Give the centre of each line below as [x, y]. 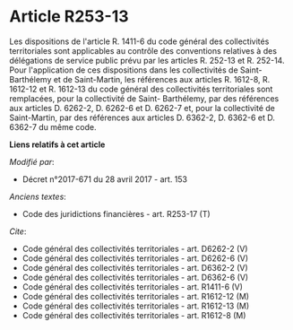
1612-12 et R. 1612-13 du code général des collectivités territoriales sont [141, 89]
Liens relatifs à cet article [57, 144]
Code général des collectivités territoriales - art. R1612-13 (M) [136, 306]
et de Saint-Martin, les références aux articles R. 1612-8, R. [162, 79]
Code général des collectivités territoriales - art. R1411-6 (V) [133, 287]
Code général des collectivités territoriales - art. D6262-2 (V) [135, 248]
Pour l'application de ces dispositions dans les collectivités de [124, 70]
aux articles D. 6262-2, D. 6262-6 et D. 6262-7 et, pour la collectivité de [142, 108]
